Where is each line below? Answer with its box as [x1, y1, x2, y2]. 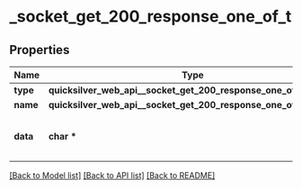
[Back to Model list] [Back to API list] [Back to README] [9, 170, 216, 181]
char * [48, 130, 77, 142]
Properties [9, 42, 70, 58]
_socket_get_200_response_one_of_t [9, 6, 292, 27]
